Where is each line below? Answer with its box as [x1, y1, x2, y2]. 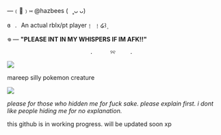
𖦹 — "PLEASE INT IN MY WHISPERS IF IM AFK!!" [7, 35, 147, 43]
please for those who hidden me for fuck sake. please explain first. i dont [7, 100, 214, 108]
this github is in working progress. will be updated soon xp [7, 120, 172, 128]
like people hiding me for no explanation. [7, 107, 122, 115]
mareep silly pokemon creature [7, 74, 95, 81]
